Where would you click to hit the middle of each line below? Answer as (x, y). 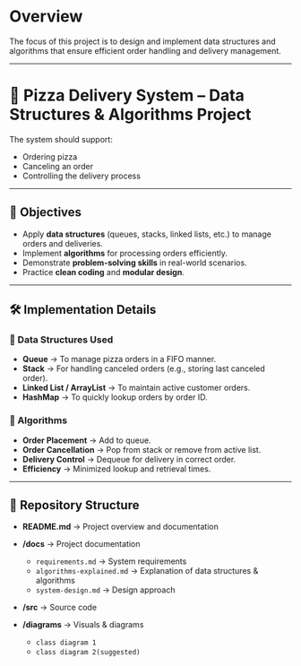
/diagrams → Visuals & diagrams (83, 625)
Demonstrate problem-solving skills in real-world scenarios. (135, 263)
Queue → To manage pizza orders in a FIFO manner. (119, 359)
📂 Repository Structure (74, 505)
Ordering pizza (50, 156)
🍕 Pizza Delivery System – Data (127, 95)
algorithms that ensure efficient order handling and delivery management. (146, 50)
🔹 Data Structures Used (61, 340)
